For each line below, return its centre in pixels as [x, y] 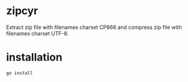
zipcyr [22, 11]
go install [20, 73]
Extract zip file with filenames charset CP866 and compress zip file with [94, 27]
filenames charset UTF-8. [38, 33]
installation [34, 58]
